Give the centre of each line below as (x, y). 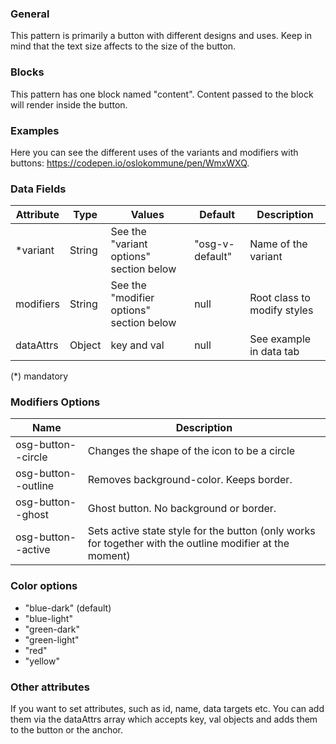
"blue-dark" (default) (68, 608)
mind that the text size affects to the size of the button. (123, 46)
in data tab (274, 352)
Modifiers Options (55, 402)
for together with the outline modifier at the (188, 544)
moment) (109, 556)
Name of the (278, 244)
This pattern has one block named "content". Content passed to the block (162, 94)
